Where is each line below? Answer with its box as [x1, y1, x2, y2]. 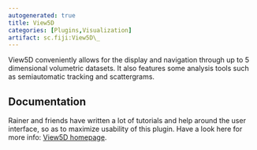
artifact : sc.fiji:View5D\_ [8, 33, 101, 42]
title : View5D [8, 19, 55, 27]
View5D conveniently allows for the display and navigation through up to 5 [8, 55, 250, 65]
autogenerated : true [8, 11, 76, 20]
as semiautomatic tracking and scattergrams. [8, 72, 155, 81]
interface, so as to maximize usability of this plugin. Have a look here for [8, 124, 243, 134]
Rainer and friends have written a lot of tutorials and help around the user [8, 116, 247, 126]
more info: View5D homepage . [8, 133, 107, 142]
